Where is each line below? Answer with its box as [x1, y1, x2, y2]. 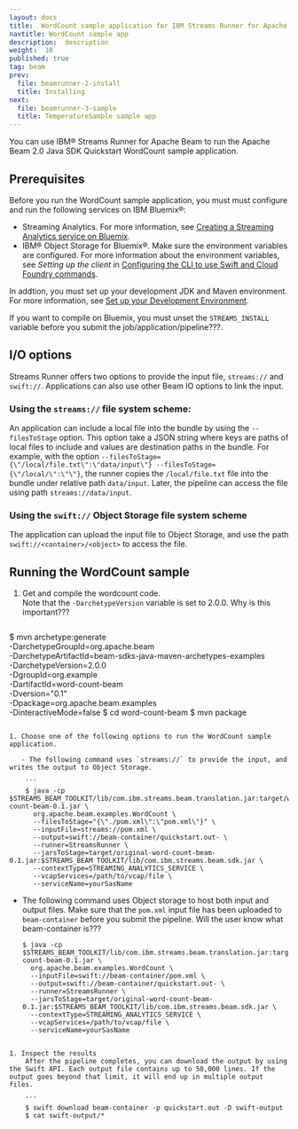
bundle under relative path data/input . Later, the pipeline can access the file [9, 478, 288, 489]
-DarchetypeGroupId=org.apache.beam [9, 641, 155, 652]
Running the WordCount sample [9, 564, 190, 579]
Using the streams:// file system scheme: [9, 403, 192, 415]
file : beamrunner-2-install [17, 79, 122, 88]
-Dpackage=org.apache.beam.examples [9, 698, 157, 709]
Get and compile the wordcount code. [21, 588, 161, 599]
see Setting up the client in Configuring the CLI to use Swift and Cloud [21, 259, 278, 270]
